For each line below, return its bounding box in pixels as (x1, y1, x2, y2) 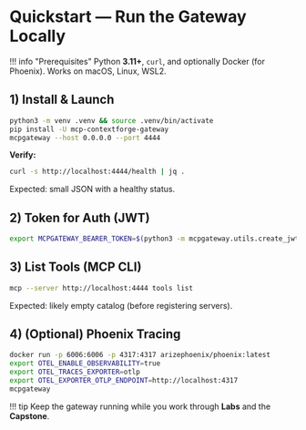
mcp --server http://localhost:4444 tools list (9, 283, 194, 292)
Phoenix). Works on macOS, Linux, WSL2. (9, 66, 167, 77)
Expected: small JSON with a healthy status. (9, 184, 176, 195)
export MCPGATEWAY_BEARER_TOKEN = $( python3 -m (9, 234, 185, 243)
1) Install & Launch (9, 92, 115, 107)
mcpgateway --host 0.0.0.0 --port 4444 (9, 133, 161, 142)
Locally (9, 26, 66, 46)
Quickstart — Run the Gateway (9, 6, 248, 27)
